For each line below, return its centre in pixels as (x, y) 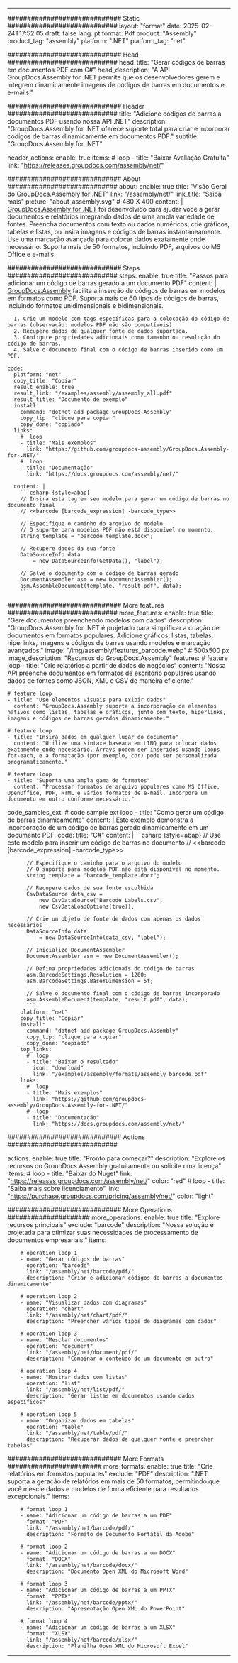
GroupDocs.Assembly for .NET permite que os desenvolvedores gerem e (114, 77)
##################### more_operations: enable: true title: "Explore (114, 1217)
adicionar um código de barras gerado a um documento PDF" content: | (112, 283)
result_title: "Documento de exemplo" (71, 400)
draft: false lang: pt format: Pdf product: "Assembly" (121, 33)
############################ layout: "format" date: (95, 26)
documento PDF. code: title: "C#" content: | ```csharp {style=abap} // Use (114, 835)
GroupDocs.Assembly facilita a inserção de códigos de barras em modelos (117, 291)
